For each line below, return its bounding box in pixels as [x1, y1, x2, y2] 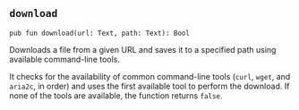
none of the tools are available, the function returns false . [9, 89, 223, 101]
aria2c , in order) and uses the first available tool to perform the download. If [9, 80, 290, 91]
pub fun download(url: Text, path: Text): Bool [9, 29, 191, 38]
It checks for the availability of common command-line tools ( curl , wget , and [9, 71, 291, 81]
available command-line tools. [9, 54, 121, 64]
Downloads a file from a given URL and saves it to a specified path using [9, 44, 277, 55]
